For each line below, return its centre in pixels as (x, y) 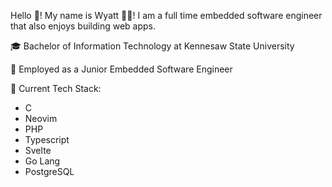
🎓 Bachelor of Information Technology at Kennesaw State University (152, 46)
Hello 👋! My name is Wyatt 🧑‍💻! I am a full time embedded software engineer (166, 15)
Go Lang (42, 161)
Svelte (38, 150)
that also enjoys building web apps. (83, 26)
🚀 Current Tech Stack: (56, 88)
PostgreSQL (49, 171)
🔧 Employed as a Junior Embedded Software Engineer (121, 69)
